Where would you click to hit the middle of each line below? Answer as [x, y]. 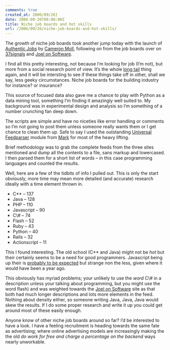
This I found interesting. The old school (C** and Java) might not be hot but [85, 252]
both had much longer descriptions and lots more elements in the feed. [79, 294]
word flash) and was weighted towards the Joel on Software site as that [80, 289]
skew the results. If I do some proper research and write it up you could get [84, 305]
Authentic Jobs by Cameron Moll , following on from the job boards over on [83, 49]
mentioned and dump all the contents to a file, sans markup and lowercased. [85, 153]
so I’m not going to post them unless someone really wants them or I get [81, 127]
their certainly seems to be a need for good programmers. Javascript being [84, 258]
